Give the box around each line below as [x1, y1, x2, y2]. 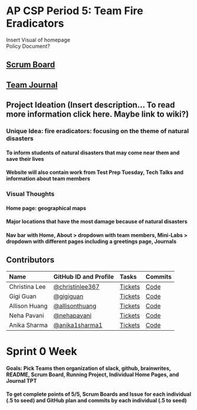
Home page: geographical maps [6, 204, 87, 211]
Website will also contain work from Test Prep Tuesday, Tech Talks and [6, 169, 184, 176]
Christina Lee [9, 282, 46, 290]
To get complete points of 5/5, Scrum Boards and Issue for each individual [6, 390, 192, 398]
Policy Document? [6, 43, 50, 50]
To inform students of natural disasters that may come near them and [6, 149, 180, 156]
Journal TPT [6, 377, 37, 384]
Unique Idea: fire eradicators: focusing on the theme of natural [6, 127, 189, 135]
